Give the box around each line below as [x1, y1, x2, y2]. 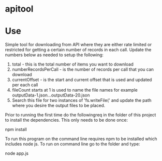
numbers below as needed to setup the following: [5, 52, 104, 58]
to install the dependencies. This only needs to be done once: [5, 117, 128, 123]
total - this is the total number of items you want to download [12, 62, 134, 67]
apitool [5, 3, 34, 15]
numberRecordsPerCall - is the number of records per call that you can [12, 66, 154, 72]
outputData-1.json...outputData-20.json [12, 92, 90, 98]
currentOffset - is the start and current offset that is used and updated [12, 77, 152, 83]
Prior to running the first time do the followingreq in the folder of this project [5, 112, 156, 118]
